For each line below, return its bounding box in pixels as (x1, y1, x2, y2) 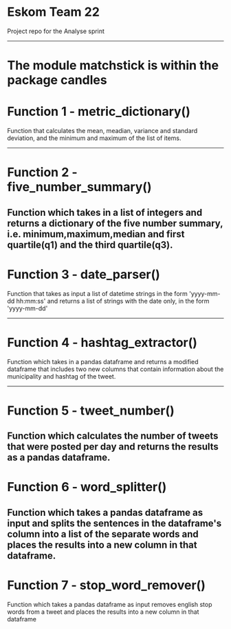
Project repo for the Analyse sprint (7, 27, 105, 35)
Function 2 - (7, 165, 78, 180)
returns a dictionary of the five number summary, (7, 217, 223, 229)
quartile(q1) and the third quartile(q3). (7, 239, 173, 250)
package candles (7, 72, 108, 88)
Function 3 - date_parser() (7, 266, 160, 282)
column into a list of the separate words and (7, 528, 199, 540)
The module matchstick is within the (7, 58, 219, 73)
